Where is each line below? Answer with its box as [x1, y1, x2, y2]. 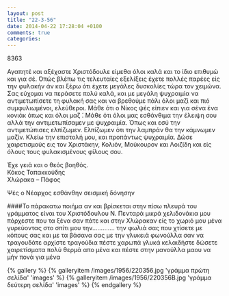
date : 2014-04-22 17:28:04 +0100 [7, 23, 103, 29]
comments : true [7, 29, 51, 36]
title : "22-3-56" [7, 16, 57, 23]
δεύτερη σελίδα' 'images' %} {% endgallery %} [7, 281, 142, 289]
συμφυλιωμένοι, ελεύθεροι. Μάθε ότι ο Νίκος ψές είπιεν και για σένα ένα [7, 104, 219, 112]
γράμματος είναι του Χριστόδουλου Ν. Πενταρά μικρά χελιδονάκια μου [7, 210, 211, 218]
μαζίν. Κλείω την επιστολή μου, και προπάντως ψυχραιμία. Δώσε [7, 133, 193, 141]
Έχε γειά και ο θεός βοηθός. [7, 161, 89, 169]
